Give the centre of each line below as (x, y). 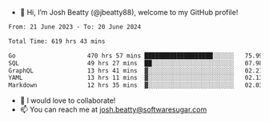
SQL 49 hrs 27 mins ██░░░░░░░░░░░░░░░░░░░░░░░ (121, 63)
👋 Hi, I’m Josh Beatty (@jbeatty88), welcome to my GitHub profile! (129, 12)
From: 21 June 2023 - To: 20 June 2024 (75, 27)
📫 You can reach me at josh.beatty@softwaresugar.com (113, 110)
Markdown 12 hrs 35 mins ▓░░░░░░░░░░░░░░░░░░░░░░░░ (121, 85)
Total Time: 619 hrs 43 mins (57, 41)
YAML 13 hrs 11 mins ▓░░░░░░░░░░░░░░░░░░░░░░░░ (121, 78)
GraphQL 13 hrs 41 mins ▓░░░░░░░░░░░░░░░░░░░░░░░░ (121, 71)
